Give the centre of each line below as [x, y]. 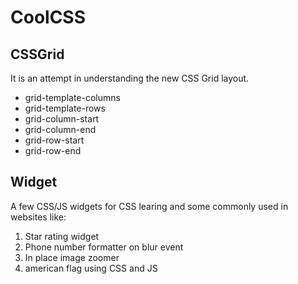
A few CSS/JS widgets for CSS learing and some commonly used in [149, 206]
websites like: [38, 217]
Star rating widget [62, 236]
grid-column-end [60, 129]
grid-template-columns [72, 97]
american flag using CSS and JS [91, 268]
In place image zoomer [72, 257]
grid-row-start [54, 140]
